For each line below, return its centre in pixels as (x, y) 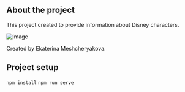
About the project (41, 10)
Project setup (33, 67)
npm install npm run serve (40, 83)
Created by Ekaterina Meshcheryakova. (56, 48)
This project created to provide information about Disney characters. (93, 24)
